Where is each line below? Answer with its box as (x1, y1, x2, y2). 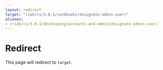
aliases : (5, 16, 24, 21)
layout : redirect (5, 7, 42, 12)
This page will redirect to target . (5, 59, 73, 65)
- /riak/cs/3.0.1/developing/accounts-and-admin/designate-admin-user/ (5, 21, 158, 26)
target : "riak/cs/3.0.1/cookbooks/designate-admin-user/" (5, 12, 129, 17)
